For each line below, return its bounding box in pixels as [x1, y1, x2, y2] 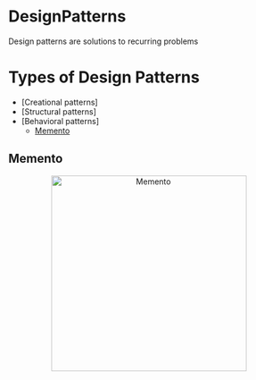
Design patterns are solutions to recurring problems [8, 36, 199, 46]
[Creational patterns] [21, 97, 99, 107]
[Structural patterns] [21, 106, 97, 117]
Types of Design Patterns [8, 67, 200, 88]
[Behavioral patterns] [21, 115, 100, 126]
